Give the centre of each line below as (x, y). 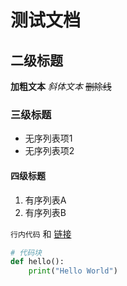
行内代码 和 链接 (41, 233)
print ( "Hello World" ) (73, 271)
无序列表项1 (48, 138)
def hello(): (37, 262)
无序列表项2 (49, 151)
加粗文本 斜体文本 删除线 (61, 86)
